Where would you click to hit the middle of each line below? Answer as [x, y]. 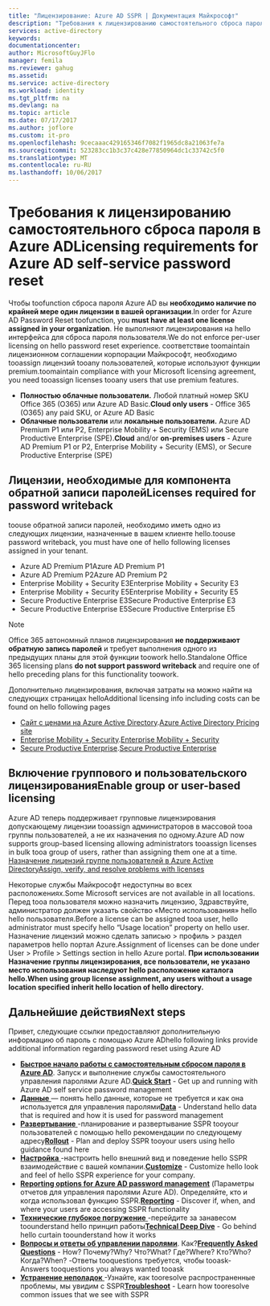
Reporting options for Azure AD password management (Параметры [137, 1184]
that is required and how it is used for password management [121, 1116]
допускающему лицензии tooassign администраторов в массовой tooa [131, 826]
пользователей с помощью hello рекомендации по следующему [131, 1132]
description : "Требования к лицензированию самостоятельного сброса [125, 23]
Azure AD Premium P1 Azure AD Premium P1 [92, 566]
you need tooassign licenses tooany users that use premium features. [124, 379]
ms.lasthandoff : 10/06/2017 [55, 173]
